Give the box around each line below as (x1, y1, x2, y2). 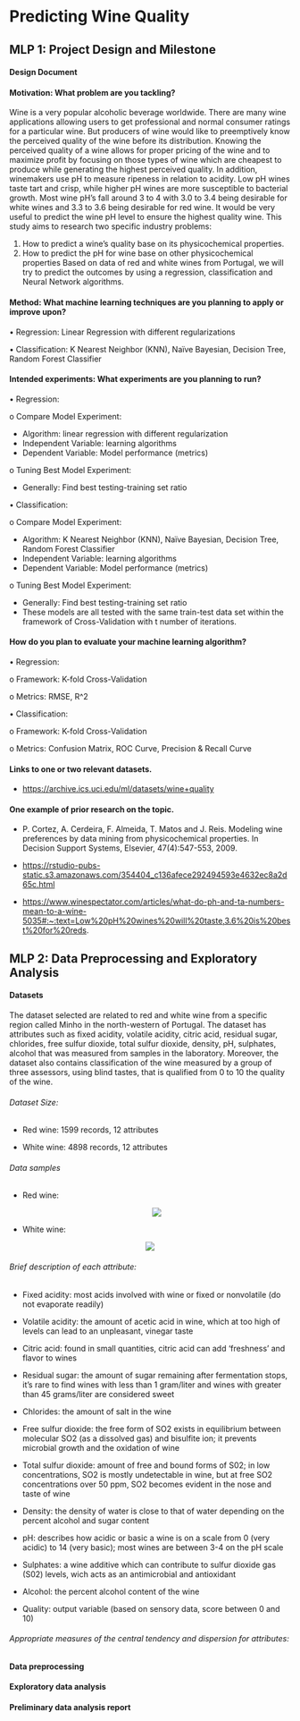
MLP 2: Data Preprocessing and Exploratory (9, 951, 257, 966)
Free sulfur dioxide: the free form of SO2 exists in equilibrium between (21, 1423, 281, 1434)
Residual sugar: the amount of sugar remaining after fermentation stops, (21, 1369, 288, 1380)
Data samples (9, 1162, 61, 1173)
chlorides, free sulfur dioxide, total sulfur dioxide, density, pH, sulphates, (9, 1038, 277, 1048)
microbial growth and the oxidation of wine (21, 1442, 180, 1453)
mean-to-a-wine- (21, 906, 87, 917)
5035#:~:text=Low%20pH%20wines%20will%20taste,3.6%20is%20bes (21, 915, 291, 927)
